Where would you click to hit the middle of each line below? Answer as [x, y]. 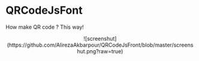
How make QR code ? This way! [45, 27]
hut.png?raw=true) [100, 51]
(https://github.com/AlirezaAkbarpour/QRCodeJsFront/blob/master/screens [100, 45]
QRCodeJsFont [44, 10]
